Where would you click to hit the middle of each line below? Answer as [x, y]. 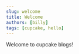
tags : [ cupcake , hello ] [35, 28]
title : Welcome [25, 17]
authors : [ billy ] [27, 22]
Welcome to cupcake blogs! [39, 45]
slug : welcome [23, 11]
